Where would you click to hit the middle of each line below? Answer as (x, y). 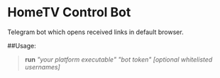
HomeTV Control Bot (69, 12)
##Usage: (22, 45)
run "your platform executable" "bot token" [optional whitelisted (119, 59)
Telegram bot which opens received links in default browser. (95, 32)
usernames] (42, 67)
